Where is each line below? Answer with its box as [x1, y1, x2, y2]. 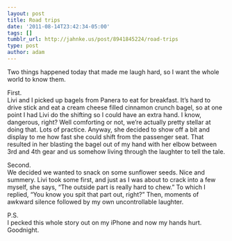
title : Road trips [7, 17, 60, 24]
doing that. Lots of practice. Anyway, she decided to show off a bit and [7, 125, 210, 134]
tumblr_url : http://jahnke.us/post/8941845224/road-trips [7, 36, 179, 43]
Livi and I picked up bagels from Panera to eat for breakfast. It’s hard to [7, 96, 210, 104]
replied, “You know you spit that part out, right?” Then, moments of [7, 190, 199, 198]
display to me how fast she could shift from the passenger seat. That [7, 132, 204, 141]
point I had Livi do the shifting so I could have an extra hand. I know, [7, 110, 201, 118]
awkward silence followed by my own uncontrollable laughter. [7, 197, 184, 206]
